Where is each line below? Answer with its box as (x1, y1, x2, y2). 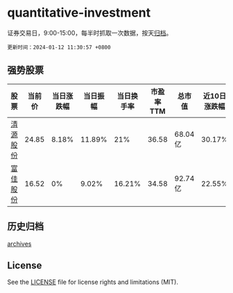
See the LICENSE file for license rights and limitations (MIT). (7, 278, 179, 286)
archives (7, 240, 32, 248)
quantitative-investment (7, 5, 151, 21)
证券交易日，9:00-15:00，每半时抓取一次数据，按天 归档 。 (7, 28, 173, 37)
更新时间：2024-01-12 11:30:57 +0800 (7, 44, 111, 51)
